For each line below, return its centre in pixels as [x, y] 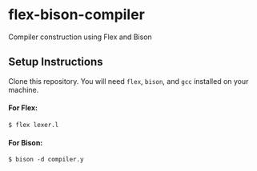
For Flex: [23, 108]
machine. [24, 89]
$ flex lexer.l [34, 125]
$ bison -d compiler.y [46, 160]
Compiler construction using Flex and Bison [80, 37]
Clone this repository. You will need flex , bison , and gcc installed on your [128, 81]
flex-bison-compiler [77, 15]
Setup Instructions [56, 62]
